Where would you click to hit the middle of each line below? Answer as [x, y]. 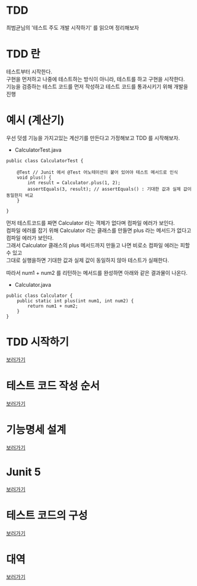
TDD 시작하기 [38, 342]
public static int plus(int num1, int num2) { [75, 301]
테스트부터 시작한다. [29, 72]
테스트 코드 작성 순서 [53, 386]
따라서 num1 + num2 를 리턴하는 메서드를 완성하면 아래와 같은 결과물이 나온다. [97, 272]
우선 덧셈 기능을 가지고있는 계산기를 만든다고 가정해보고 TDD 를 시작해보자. [93, 138]
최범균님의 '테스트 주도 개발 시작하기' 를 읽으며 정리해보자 [73, 27]
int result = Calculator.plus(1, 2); [74, 182]
